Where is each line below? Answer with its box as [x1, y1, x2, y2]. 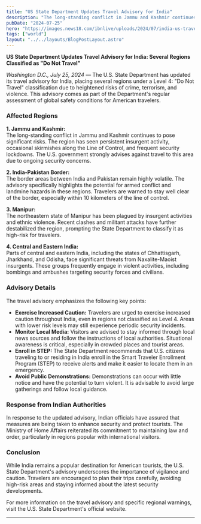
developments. [6, 487, 43, 495]
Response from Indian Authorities [6, 400, 106, 409]
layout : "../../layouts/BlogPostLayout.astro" [6, 37, 124, 43]
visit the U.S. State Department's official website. [6, 505, 127, 513]
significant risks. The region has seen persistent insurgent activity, [6, 138, 170, 145]
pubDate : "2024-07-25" [6, 20, 63, 26]
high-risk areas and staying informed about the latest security [6, 481, 159, 488]
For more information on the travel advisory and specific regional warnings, [6, 499, 192, 506]
